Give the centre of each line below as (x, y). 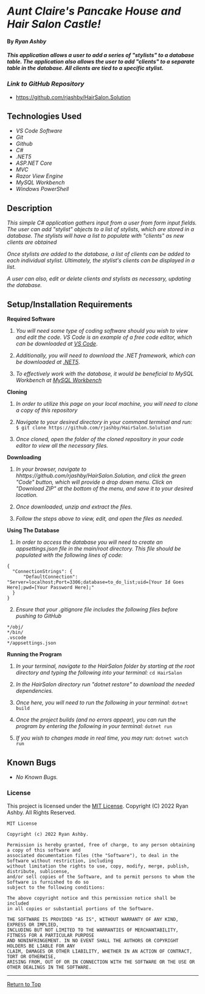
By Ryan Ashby (27, 41)
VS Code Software (39, 131)
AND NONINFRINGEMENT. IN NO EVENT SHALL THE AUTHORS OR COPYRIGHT (93, 941)
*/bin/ (15, 633)
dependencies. (34, 691)
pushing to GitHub (39, 616)
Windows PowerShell (42, 189)
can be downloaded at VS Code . (57, 344)
